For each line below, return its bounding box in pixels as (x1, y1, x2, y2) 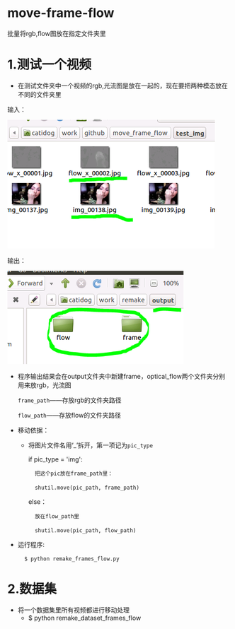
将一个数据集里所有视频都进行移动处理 (17, 606, 130, 614)
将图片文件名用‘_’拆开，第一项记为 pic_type (28, 440, 154, 449)
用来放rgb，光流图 (17, 380, 71, 389)
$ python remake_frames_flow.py (24, 555, 120, 563)
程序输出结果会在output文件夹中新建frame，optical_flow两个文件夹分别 (17, 372, 226, 380)
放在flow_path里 (34, 512, 80, 520)
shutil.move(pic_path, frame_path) (34, 484, 140, 491)
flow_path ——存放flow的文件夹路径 (17, 411, 122, 419)
